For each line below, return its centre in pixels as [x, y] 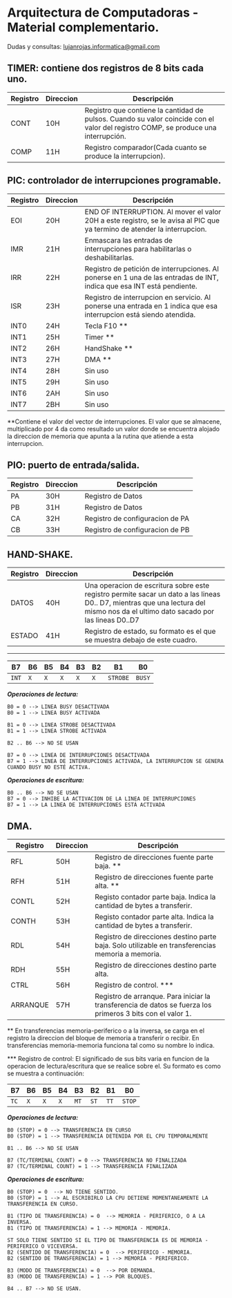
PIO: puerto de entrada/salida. [74, 465]
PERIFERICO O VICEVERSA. [43, 1246]
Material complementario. [83, 27]
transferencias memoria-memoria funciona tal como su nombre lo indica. [111, 1045]
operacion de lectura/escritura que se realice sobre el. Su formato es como [114, 1066]
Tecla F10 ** [106, 326]
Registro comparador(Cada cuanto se [146, 147]
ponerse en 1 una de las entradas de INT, [152, 277]
